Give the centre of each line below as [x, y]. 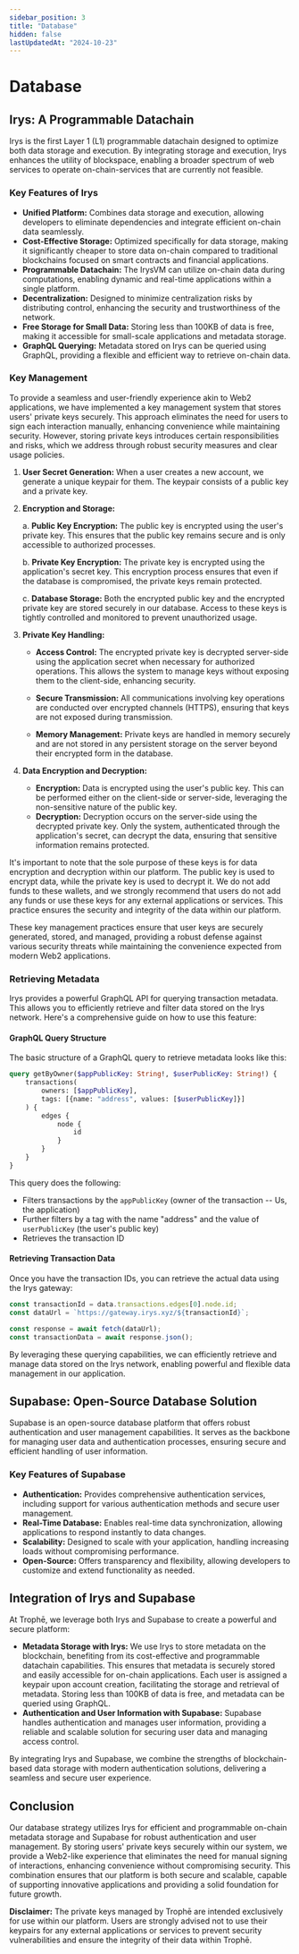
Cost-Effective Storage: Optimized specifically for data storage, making [155, 241]
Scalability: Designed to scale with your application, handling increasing [155, 1542]
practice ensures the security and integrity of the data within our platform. [145, 910]
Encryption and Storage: [69, 508]
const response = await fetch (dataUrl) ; [86, 1329]
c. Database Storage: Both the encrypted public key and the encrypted [154, 598]
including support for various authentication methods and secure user [151, 1503]
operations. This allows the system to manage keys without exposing [162, 671]
